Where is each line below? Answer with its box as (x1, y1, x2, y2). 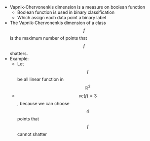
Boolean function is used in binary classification (17, 9, 115, 15)
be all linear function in (17, 76, 64, 82)
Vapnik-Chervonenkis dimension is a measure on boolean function (9, 4, 146, 10)
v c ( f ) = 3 (78, 93, 97, 99)
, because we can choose (17, 100, 70, 106)
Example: (9, 56, 29, 61)
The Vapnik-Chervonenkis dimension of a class (9, 20, 106, 26)
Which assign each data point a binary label (17, 15, 107, 20)
